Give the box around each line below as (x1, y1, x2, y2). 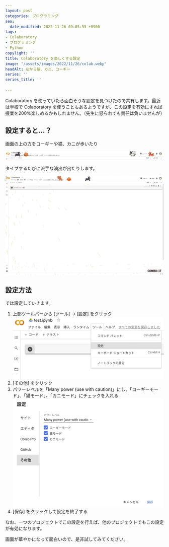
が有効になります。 (5, 525, 45, 531)
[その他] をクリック (12, 380, 53, 386)
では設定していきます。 (5, 300, 54, 306)
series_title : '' (5, 77, 42, 83)
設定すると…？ (5, 126, 52, 135)
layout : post (5, 8, 33, 13)
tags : (5, 29, 17, 35)
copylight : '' (5, 50, 35, 55)
